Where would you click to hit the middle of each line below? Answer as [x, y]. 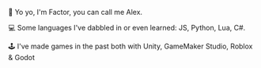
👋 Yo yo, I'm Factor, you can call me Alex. [76, 12]
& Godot [22, 57]
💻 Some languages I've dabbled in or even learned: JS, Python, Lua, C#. [127, 28]
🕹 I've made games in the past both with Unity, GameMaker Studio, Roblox [130, 46]
